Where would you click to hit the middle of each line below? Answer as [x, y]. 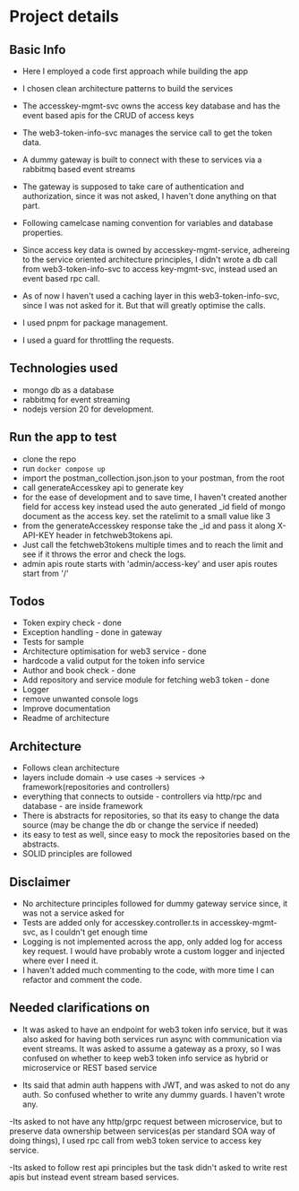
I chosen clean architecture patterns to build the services [128, 88]
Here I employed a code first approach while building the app [135, 71]
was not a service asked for [73, 913]
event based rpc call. [61, 278]
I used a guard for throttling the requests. [98, 340]
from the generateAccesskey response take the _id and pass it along [149, 526]
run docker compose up [64, 468]
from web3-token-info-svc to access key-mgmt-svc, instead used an [149, 269]
